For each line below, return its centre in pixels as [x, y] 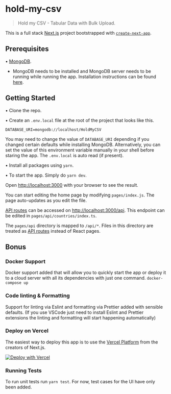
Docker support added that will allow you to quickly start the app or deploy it [86, 273]
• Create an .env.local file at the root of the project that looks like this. [80, 120]
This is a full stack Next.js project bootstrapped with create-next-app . [78, 33]
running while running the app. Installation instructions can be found [84, 77]
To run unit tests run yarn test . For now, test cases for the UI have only [80, 382]
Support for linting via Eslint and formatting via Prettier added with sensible [84, 307]
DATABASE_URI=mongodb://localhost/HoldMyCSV [53, 130]
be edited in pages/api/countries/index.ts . [51, 215]
